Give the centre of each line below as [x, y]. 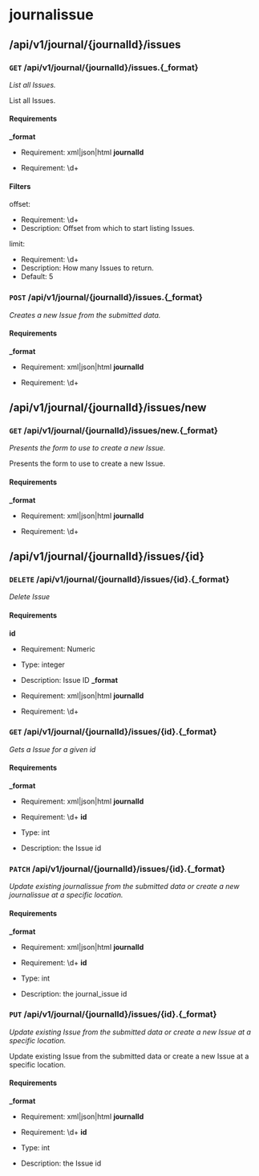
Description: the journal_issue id [74, 993]
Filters [20, 186]
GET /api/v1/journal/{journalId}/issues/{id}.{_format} [113, 732]
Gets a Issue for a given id [53, 749]
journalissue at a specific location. [66, 895]
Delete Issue [30, 597]
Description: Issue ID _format [69, 680]
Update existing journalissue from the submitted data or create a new [124, 886]
